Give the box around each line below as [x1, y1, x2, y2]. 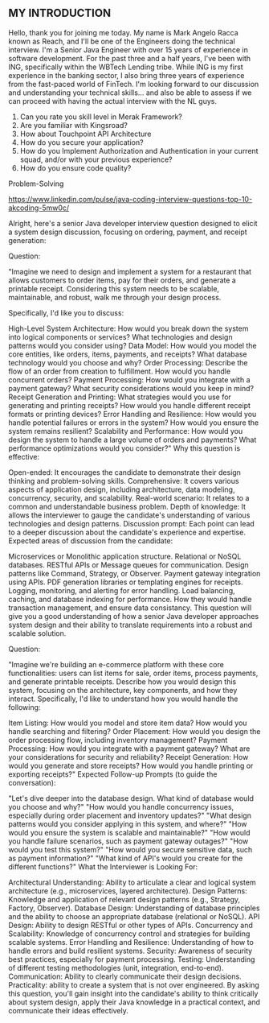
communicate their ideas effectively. [8, 1005, 128, 1015]
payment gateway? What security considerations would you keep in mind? [8, 383, 255, 393]
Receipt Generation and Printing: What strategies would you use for [8, 392, 231, 402]
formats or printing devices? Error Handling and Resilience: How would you [8, 409, 257, 419]
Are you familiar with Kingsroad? [19, 120, 128, 130]
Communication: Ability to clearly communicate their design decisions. [8, 971, 243, 981]
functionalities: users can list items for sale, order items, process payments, [8, 668, 259, 678]
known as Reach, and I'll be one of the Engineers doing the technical [8, 36, 235, 46]
